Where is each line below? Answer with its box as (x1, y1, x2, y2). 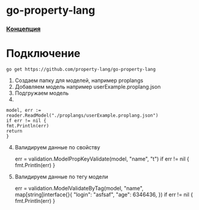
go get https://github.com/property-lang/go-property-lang (6, 67, 156, 73)
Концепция (6, 25, 41, 33)
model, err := (6, 108, 42, 114)
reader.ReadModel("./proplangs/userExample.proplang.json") (6, 112, 159, 119)
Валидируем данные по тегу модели (14, 173, 108, 180)
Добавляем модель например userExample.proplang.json (14, 83, 161, 90)
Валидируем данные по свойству (14, 144, 100, 151)
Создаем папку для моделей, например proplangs (14, 77, 144, 84)
